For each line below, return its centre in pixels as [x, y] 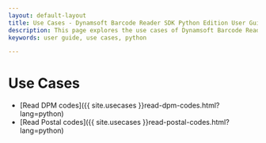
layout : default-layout [47, 15]
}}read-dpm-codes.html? [179, 105]
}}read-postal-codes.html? [186, 122]
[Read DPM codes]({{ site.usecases [78, 105]
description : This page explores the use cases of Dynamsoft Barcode [125, 30]
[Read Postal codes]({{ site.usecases [80, 122]
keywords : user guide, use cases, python [78, 38]
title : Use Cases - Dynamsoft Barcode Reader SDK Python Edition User [127, 23]
